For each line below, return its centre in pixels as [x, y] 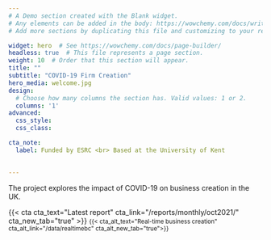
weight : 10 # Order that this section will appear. [99, 61]
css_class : [34, 128]
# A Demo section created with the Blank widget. [94, 16]
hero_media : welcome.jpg [50, 83]
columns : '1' [38, 106]
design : [21, 91]
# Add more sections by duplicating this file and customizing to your [131, 31]
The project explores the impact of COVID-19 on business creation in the [129, 187]
